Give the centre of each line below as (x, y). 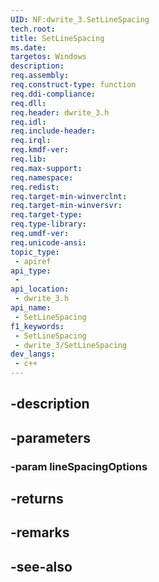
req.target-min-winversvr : (66, 206)
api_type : (31, 271)
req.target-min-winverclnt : (69, 196)
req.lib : (28, 159)
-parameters (50, 437)
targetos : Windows (48, 57)
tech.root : (33, 29)
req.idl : (28, 122)
